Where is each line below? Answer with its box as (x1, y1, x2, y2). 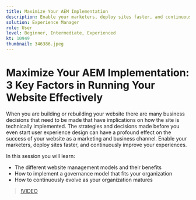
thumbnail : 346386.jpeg (6, 41, 64, 47)
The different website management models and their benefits (14, 164, 162, 171)
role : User (6, 24, 33, 31)
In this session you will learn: (6, 152, 75, 159)
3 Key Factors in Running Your (6, 79, 156, 92)
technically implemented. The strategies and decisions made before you (6, 122, 180, 129)
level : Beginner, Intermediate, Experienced (6, 30, 116, 36)
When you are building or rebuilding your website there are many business (6, 110, 185, 117)
